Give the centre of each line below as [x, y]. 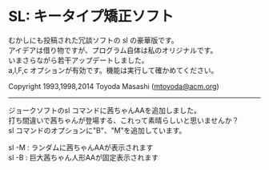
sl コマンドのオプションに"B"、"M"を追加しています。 [97, 130]
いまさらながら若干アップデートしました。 [78, 60]
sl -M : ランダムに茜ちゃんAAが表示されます [81, 147]
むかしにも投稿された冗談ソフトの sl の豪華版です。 [93, 40]
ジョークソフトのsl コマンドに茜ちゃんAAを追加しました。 [105, 110]
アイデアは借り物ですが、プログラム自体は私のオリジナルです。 [113, 50]
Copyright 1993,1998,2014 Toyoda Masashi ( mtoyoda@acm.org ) [114, 86]
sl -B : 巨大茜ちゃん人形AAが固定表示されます [83, 157]
